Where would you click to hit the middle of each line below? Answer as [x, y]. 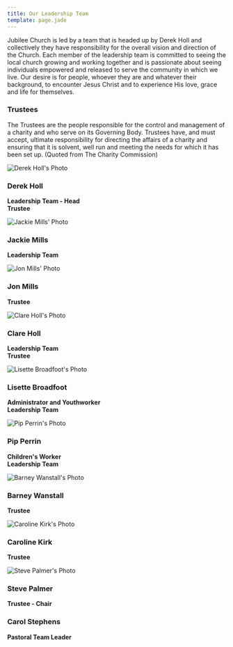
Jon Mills [23, 287]
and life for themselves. [41, 92]
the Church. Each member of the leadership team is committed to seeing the [116, 55]
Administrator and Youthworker [54, 402]
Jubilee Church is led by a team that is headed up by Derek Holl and [105, 40]
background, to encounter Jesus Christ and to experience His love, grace [112, 84]
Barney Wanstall [35, 495]
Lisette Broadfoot [37, 387]
